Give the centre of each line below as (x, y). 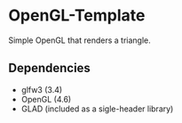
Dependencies (49, 68)
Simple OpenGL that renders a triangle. (80, 40)
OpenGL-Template (77, 16)
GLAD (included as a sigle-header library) (97, 109)
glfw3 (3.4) (42, 89)
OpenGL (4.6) (46, 99)
